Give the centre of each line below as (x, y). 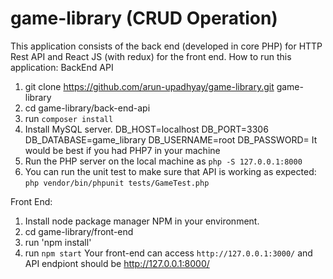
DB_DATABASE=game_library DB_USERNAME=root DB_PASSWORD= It (171, 139)
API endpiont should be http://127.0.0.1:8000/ (117, 263)
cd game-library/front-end (79, 231)
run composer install (69, 118)
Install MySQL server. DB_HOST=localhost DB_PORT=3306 (146, 129)
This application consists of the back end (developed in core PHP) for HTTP (166, 46)
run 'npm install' (58, 242)
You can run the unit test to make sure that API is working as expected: (170, 171)
